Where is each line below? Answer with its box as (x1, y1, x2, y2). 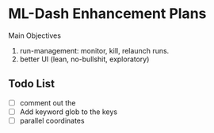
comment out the (19, 98, 76, 107)
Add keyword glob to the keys (19, 107, 117, 116)
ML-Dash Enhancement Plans (8, 5, 207, 23)
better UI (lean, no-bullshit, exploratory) (19, 54, 150, 64)
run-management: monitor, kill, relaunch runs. (19, 46, 170, 55)
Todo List (8, 77, 55, 91)
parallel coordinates (19, 116, 85, 125)
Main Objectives (8, 31, 62, 40)
